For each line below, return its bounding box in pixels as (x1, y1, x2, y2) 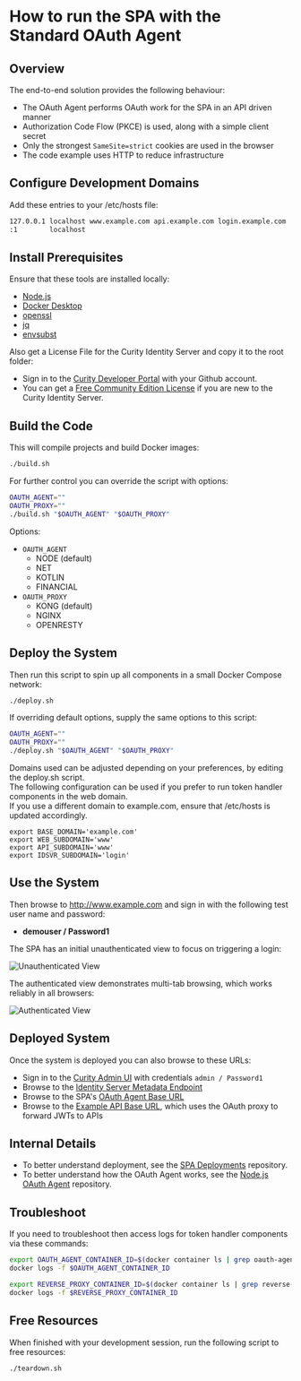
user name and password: (9, 908, 106, 919)
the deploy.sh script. (9, 772, 85, 782)
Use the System (9, 876, 100, 891)
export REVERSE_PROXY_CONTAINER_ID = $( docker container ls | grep (9, 1280, 258, 1289)
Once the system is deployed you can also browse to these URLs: (9, 1055, 252, 1066)
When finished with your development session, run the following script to (9, 1337, 279, 1348)
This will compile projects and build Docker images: (9, 442, 200, 453)
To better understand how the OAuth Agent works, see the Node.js (21, 1170, 269, 1180)
